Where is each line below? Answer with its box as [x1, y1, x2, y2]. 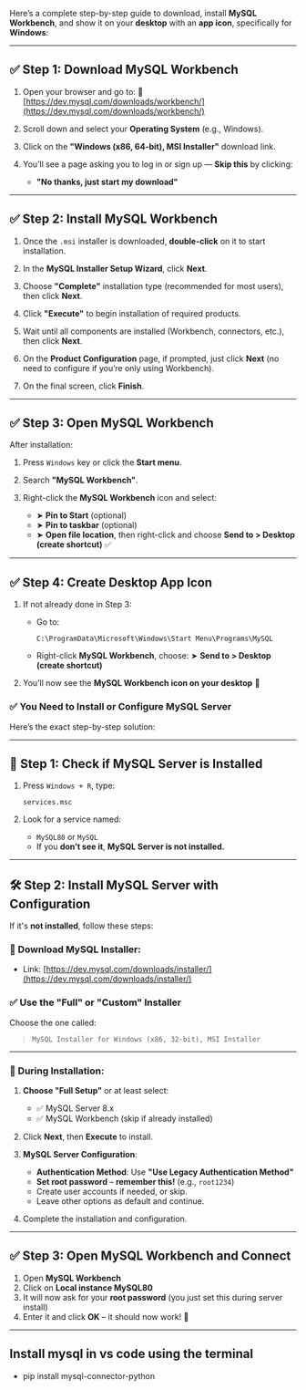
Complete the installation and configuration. [22, 1213, 188, 1225]
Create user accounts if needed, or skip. [36, 1186, 189, 1198]
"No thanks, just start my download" [36, 176, 178, 187]
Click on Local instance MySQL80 [22, 1281, 153, 1293]
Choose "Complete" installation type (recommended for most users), [22, 280, 284, 291]
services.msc [22, 798, 73, 807]
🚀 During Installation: [9, 1064, 105, 1077]
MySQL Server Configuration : [22, 1149, 138, 1160]
